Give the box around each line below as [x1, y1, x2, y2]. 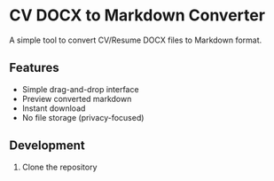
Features [9, 60, 59, 75]
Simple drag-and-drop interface [21, 83, 139, 94]
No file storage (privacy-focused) [21, 112, 145, 122]
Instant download [21, 103, 86, 114]
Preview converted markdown [21, 93, 132, 104]
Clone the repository [21, 161, 98, 172]
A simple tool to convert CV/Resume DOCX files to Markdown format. [9, 35, 262, 45]
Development [9, 138, 86, 153]
